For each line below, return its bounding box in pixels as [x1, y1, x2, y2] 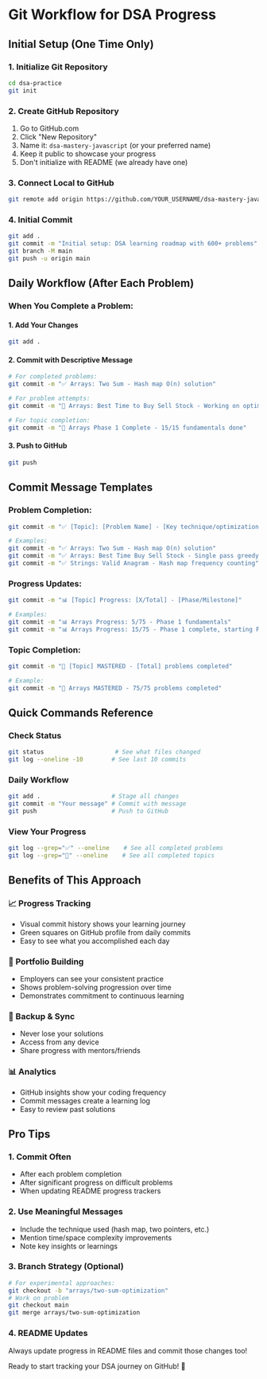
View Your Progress [8, 826, 87, 837]
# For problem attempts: [8, 394, 91, 403]
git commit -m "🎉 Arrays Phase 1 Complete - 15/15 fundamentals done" [8, 424, 247, 432]
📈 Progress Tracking [8, 898, 91, 909]
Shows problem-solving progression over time [19, 982, 172, 992]
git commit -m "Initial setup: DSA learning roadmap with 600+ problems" [8, 240, 258, 248]
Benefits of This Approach [8, 874, 141, 887]
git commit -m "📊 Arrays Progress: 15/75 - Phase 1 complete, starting [8, 625, 253, 633]
